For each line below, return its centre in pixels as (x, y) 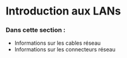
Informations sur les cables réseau (57, 43)
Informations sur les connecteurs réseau (65, 50)
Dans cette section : (36, 30)
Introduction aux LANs (63, 11)
